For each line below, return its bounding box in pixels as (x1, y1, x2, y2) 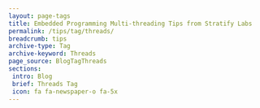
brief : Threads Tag (11, 80, 79, 88)
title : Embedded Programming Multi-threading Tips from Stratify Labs (8, 19, 253, 28)
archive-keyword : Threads (8, 50, 96, 58)
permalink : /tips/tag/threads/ (8, 27, 115, 35)
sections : (8, 65, 42, 73)
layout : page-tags (8, 11, 71, 20)
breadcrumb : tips (8, 34, 67, 43)
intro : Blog (11, 72, 53, 80)
